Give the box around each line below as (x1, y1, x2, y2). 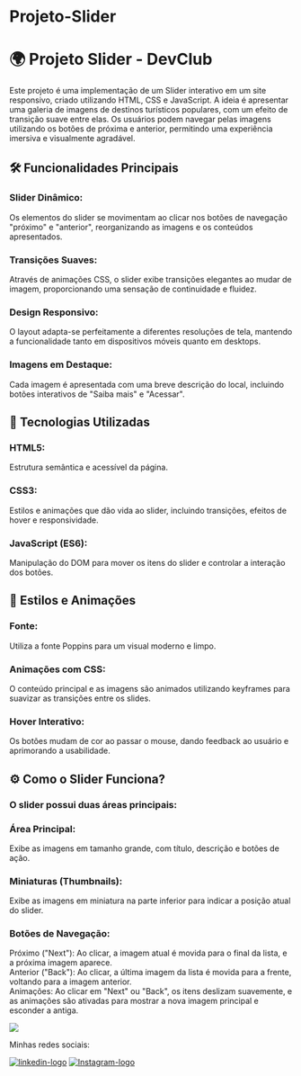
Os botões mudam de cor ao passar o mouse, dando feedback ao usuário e (9, 736, 289, 747)
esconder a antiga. (9, 1005, 79, 1016)
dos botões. (9, 567, 54, 578)
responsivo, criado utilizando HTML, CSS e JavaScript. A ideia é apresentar (9, 94, 289, 105)
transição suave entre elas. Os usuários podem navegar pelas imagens (9, 114, 271, 125)
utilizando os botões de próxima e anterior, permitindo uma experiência (9, 123, 273, 134)
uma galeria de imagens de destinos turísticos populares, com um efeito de (9, 104, 288, 115)
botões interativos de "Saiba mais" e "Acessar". (9, 389, 185, 399)
